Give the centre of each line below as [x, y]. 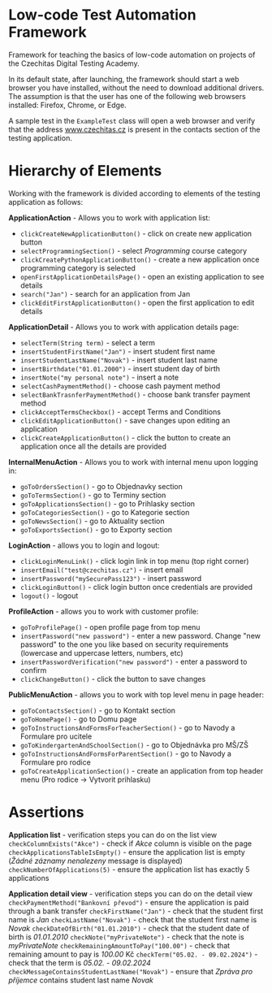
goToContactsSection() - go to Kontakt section [98, 710]
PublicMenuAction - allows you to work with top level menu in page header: [136, 694]
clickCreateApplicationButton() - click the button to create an [125, 437]
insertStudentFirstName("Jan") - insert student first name [118, 351]
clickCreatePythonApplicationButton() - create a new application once [140, 259]
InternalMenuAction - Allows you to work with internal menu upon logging [133, 462]
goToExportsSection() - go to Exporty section [96, 529]
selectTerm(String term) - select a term [88, 342]
